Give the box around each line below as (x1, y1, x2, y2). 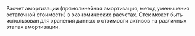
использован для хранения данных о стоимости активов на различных (6, 17, 187, 24)
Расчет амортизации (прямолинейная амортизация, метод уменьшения (6, 5, 190, 12)
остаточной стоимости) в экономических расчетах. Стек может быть (6, 11, 183, 18)
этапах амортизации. (6, 23, 60, 30)
